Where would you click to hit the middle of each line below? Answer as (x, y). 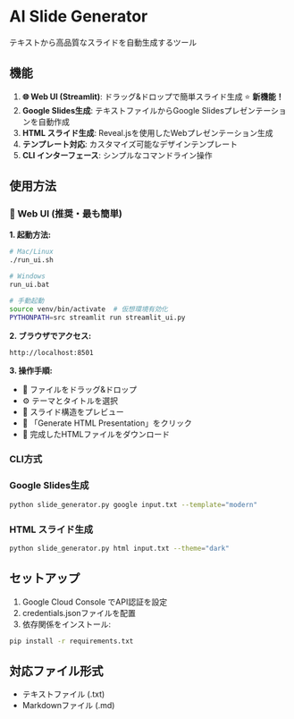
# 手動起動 (27, 300)
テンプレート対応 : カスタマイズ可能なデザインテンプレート (130, 144)
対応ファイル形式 (56, 671)
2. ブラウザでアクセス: (50, 335)
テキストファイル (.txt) (63, 694)
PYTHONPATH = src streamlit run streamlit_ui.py (97, 317)
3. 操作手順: (31, 370)
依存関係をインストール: (67, 624)
